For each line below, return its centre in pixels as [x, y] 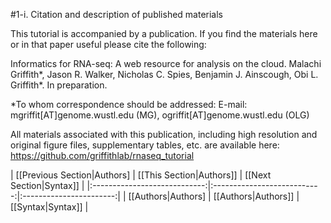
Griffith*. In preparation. [59, 85]
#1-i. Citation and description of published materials [116, 14]
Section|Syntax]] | [47, 185]
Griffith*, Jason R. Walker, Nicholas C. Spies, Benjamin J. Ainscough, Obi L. [164, 74]
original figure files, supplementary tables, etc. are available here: [145, 145]
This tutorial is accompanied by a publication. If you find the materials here [164, 33]
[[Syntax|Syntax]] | [49, 207]
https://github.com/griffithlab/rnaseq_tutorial [102, 155]
